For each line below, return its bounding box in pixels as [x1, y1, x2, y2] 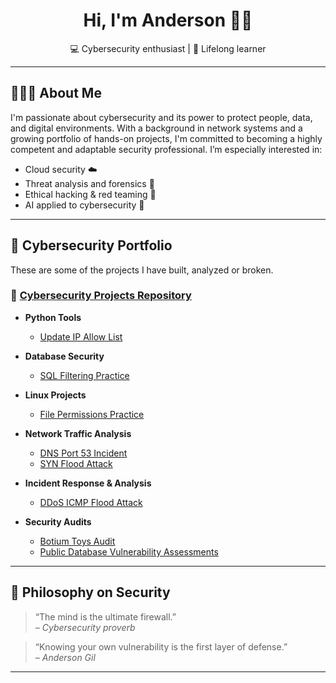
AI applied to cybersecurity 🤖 [24, 199, 145, 211]
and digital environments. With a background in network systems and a [10, 122, 303, 134]
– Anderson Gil [34, 651, 96, 663]
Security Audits [24, 515, 92, 528]
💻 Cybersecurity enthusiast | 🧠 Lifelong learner [69, 42, 267, 54]
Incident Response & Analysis [24, 477, 152, 489]
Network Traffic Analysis [24, 427, 132, 439]
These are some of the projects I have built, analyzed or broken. [10, 264, 274, 276]
